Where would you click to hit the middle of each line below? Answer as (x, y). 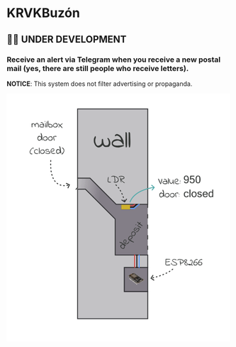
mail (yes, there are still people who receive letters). (98, 68)
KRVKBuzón (44, 13)
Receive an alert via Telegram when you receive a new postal (114, 60)
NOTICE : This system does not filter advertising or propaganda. (100, 84)
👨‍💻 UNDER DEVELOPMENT (67, 39)
